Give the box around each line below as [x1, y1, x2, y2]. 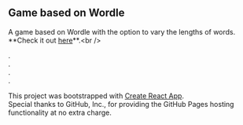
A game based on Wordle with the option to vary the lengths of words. [8, 27, 236, 36]
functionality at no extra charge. [8, 108, 112, 117]
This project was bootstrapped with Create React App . [8, 90, 185, 101]
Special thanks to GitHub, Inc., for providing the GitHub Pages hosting [8, 99, 234, 108]
